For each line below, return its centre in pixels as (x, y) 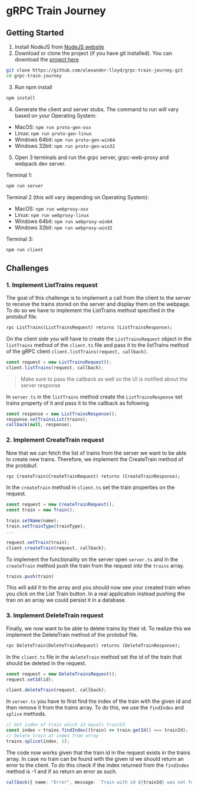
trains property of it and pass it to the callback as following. (78, 403)
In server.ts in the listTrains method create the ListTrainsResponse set (94, 397)
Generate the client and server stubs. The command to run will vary (97, 109)
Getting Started (35, 33)
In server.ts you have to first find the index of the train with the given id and (99, 701)
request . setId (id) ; (30, 679)
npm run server (25, 186)
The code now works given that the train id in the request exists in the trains (98, 753)
